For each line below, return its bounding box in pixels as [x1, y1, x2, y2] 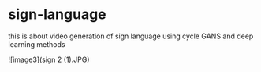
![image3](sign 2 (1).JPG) [8, 55, 90, 64]
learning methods [8, 39, 65, 49]
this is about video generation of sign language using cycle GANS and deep [8, 31, 254, 41]
